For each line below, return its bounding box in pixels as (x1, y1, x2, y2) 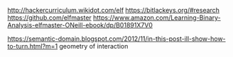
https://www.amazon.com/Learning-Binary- (93, 13, 222, 22)
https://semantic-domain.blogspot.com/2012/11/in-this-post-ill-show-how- (7, 34, 226, 43)
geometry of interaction (59, 42, 129, 50)
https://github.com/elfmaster (7, 13, 92, 22)
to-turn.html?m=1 (7, 42, 58, 50)
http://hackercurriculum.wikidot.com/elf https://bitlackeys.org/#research (7, 6, 220, 14)
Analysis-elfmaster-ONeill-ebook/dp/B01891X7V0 (7, 21, 153, 29)
